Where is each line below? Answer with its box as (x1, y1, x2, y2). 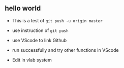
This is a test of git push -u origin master (12, 17, 103, 23)
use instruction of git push (12, 27, 69, 33)
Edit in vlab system (12, 57, 52, 63)
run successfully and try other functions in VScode (12, 47, 119, 53)
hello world (5, 4, 41, 13)
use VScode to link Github (12, 37, 67, 43)
